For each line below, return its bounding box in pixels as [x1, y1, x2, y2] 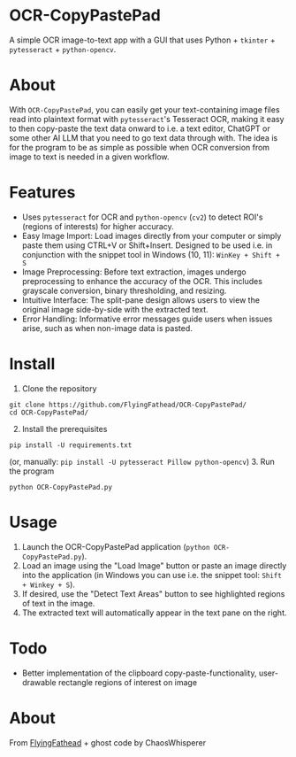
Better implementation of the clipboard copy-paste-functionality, [21, 668, 258, 678]
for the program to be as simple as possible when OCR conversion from [9, 142, 270, 152]
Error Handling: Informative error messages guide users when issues [21, 313, 273, 324]
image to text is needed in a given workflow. [9, 151, 170, 162]
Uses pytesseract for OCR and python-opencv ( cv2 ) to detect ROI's [21, 212, 263, 222]
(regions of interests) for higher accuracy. [21, 220, 174, 231]
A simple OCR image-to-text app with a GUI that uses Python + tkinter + [9, 35, 276, 45]
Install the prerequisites [21, 423, 108, 434]
